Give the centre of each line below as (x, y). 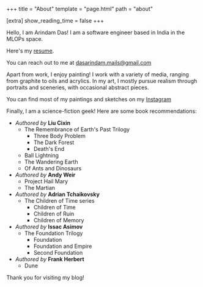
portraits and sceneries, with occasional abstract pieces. (78, 87)
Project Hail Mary (46, 181)
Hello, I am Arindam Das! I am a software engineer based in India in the (96, 32)
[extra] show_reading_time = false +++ (55, 20)
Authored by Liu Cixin (43, 123)
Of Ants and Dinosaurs (53, 168)
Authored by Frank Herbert (50, 259)
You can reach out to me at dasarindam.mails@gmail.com (79, 63)
